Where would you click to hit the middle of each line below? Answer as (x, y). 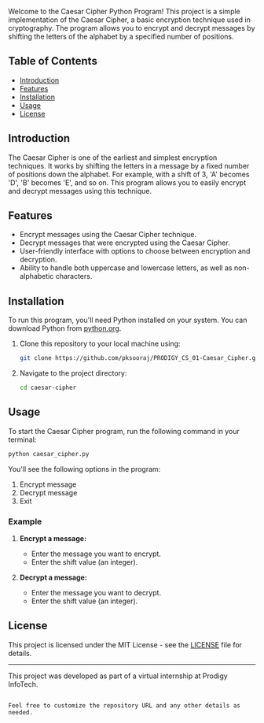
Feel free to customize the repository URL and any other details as (125, 705)
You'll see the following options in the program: (84, 469)
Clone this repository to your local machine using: (100, 344)
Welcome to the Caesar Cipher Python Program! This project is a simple (125, 11)
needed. (21, 712)
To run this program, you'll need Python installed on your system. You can (128, 320)
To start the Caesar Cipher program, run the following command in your (124, 431)
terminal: (22, 439)
